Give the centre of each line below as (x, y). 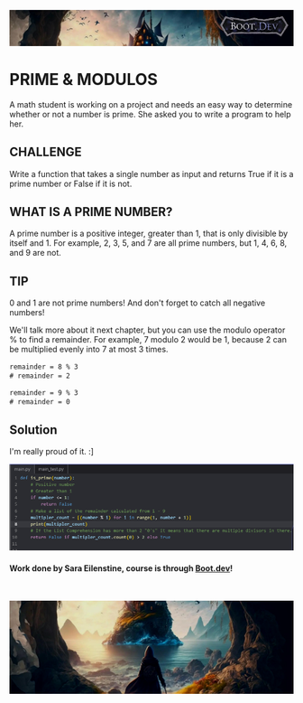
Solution (33, 430)
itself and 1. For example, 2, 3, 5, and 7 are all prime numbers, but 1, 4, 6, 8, (148, 243)
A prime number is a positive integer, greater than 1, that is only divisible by (149, 234)
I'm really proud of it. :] (52, 451)
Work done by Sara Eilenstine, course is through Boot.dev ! (121, 568)
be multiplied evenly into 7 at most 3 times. (89, 350)
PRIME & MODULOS (83, 79)
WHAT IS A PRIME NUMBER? (91, 212)
